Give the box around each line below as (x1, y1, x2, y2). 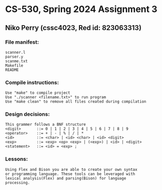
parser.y (5, 54, 23, 59)
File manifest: (5, 39, 39, 46)
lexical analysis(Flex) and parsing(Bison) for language (5, 175, 126, 181)
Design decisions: (5, 111, 50, 118)
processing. (5, 180, 30, 185)
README (5, 67, 19, 72)
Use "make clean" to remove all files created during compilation (5, 99, 146, 104)
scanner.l (5, 50, 26, 55)
